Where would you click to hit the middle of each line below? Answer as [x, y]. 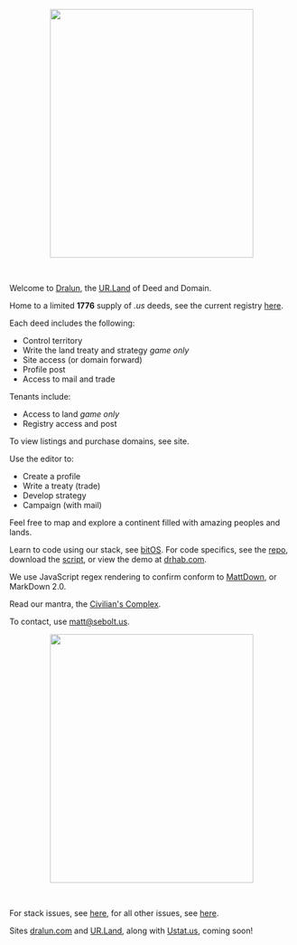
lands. [21, 532]
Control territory [52, 340]
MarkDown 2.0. [38, 586]
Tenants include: [40, 397]
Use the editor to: [42, 458]
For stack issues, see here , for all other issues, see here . [114, 913]
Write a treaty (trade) [61, 486]
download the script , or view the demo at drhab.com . [108, 559]
